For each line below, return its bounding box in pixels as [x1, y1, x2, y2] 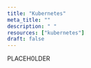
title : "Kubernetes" [7, 10, 67, 17]
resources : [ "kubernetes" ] [7, 29, 85, 36]
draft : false [7, 36, 45, 43]
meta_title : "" [7, 16, 51, 23]
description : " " [7, 23, 57, 30]
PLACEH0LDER [7, 54, 50, 63]
